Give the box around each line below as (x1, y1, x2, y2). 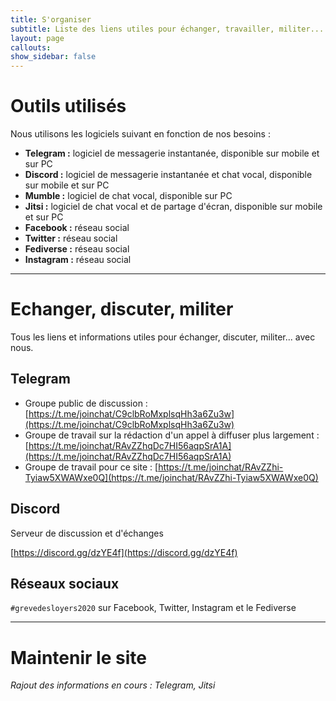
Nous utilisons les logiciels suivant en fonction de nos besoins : (10, 128, 271, 140)
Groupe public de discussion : (24, 397, 148, 409)
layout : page (10, 33, 65, 43)
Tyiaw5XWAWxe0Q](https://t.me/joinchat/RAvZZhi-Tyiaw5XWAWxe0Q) (24, 471, 319, 483)
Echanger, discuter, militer (10, 298, 234, 321)
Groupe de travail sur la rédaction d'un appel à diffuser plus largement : (24, 429, 320, 441)
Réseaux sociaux (10, 576, 120, 593)
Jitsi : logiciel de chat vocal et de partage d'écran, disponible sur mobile (24, 201, 323, 213)
